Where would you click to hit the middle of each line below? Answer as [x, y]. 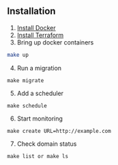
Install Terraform [40, 35]
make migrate [26, 80]
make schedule [27, 105]
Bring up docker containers [55, 42]
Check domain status [47, 144]
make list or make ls [38, 156]
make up [18, 55]
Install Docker [36, 27]
